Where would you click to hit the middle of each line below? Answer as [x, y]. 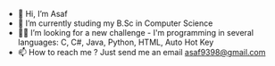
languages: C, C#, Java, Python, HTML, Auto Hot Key [116, 42]
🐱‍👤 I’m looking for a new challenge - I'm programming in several [136, 33]
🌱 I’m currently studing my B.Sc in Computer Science [115, 23]
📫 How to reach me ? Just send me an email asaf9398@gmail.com [142, 52]
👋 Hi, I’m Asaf [43, 14]
